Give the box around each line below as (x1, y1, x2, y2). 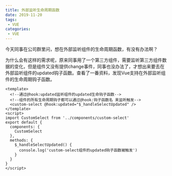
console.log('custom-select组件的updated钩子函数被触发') (18, 148, 138, 153)
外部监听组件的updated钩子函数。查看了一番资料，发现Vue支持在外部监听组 (5, 70, 166, 76)
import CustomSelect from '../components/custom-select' (5, 115, 130, 121)
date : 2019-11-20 (5, 12, 42, 17)
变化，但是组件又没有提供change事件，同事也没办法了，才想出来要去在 (14, 64, 165, 69)
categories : (5, 27, 31, 32)
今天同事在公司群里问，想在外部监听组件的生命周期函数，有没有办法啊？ (5, 46, 158, 52)
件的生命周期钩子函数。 (5, 76, 55, 82)
